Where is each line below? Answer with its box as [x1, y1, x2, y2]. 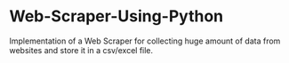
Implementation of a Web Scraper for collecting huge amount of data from [9, 35, 281, 46]
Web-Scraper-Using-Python [9, 6, 224, 27]
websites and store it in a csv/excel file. [9, 44, 154, 55]
